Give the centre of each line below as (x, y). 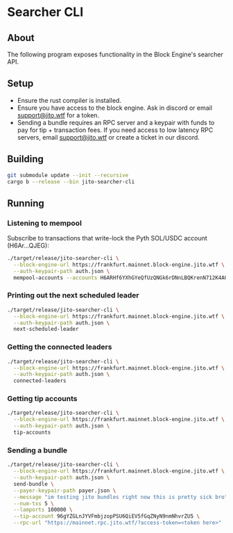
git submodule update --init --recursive (68, 175)
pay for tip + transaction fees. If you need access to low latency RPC (115, 130)
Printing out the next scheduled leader (74, 295)
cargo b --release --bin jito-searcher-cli (71, 181)
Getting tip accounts (42, 399)
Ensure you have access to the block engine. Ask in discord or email (115, 108)
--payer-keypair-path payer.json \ (65, 491)
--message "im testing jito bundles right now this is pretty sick (113, 497)
